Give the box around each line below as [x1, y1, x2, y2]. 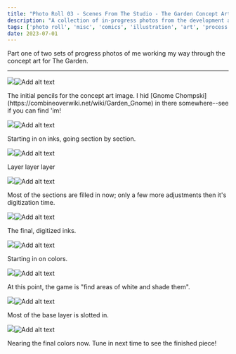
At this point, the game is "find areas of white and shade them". [7, 283, 191, 291]
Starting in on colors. [7, 255, 68, 263]
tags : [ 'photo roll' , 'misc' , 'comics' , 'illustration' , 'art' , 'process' [7, 23, 231, 30]
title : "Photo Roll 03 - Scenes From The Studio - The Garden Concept [7, 10, 218, 18]
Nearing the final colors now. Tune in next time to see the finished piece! [7, 339, 217, 348]
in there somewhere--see [155, 99, 229, 108]
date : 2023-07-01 [7, 30, 58, 37]
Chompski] [175, 91, 207, 100]
